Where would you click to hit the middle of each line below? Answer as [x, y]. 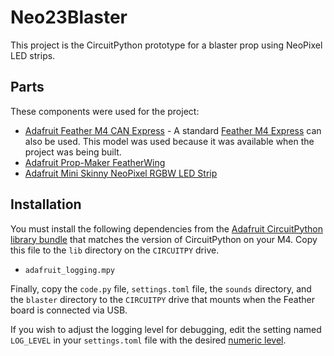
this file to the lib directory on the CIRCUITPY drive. [115, 250]
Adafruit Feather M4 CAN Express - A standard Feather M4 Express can [173, 130]
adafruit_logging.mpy [69, 270]
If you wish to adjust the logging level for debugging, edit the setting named [166, 329]
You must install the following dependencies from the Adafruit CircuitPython [167, 228]
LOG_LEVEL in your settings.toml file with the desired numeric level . [148, 340]
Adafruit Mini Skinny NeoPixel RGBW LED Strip [121, 173]
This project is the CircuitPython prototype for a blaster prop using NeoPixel [166, 45]
